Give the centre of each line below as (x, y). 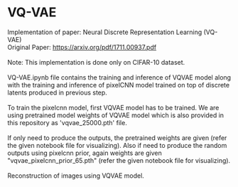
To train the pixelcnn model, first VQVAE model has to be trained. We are (113, 107)
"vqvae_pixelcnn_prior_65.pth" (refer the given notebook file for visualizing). (119, 160)
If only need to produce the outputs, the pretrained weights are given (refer (117, 138)
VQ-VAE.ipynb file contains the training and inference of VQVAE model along (119, 77)
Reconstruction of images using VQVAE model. (76, 176)
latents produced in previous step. (58, 92)
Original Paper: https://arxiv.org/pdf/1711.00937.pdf (82, 47)
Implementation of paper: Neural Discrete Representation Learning (105, 32)
